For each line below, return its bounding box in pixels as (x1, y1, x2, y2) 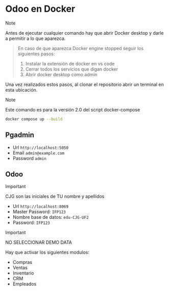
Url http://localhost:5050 (12, 144, 69, 150)
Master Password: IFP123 (12, 209, 66, 215)
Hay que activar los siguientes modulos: (5, 249, 89, 256)
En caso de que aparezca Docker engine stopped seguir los (17, 45, 144, 51)
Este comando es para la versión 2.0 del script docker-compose (5, 106, 140, 113)
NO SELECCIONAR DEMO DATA (5, 239, 73, 245)
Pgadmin (5, 131, 35, 140)
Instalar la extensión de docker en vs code (25, 60, 115, 66)
